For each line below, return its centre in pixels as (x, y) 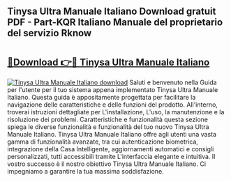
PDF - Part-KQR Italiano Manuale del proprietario (115, 23)
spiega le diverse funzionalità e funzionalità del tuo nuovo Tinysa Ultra (108, 127)
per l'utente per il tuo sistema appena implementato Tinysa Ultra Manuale (113, 90)
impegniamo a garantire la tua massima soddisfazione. (85, 171)
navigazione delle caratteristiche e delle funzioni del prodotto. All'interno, (113, 105)
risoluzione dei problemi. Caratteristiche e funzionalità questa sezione (107, 119)
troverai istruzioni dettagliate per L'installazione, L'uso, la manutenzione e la (116, 112)
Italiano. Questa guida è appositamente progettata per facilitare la (102, 97)
